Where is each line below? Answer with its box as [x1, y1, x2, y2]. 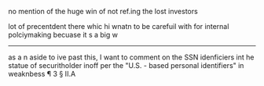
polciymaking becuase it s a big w [8, 30, 118, 39]
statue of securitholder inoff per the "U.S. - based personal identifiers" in [8, 61, 244, 70]
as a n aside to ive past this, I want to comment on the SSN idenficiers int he [8, 52, 255, 62]
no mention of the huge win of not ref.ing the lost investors [8, 7, 198, 16]
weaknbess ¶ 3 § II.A [8, 70, 76, 78]
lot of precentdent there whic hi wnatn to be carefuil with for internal [8, 22, 229, 30]
